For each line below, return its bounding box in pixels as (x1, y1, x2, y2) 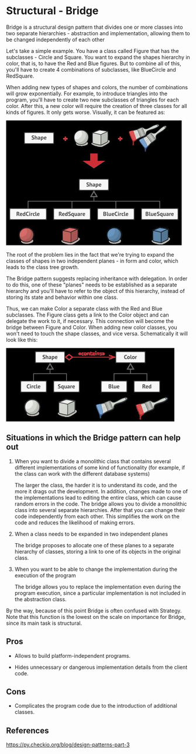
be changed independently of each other (6, 36, 105, 43)
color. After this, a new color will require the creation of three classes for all (6, 102, 187, 109)
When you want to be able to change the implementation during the (14, 565, 177, 573)
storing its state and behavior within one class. (6, 294, 118, 301)
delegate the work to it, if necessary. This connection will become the (6, 317, 174, 324)
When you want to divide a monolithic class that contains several (14, 457, 171, 464)
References (6, 725, 49, 735)
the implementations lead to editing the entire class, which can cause (14, 494, 182, 501)
